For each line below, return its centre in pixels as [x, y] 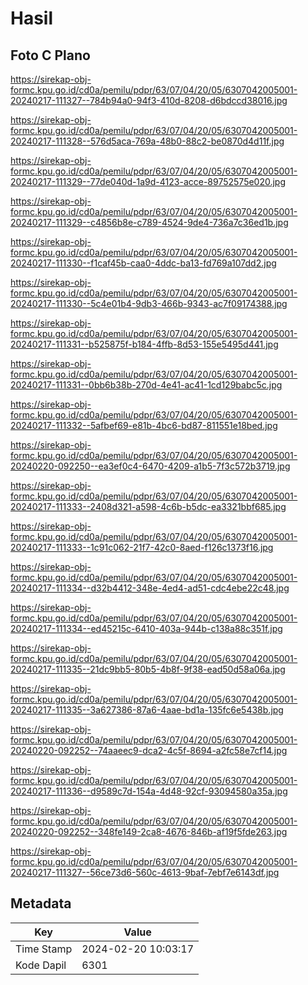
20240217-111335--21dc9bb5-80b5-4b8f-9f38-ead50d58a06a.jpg [148, 669]
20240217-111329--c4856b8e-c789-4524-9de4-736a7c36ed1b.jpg [149, 222]
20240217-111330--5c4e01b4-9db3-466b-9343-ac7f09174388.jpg [149, 303]
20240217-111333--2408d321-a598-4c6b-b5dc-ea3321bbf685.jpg [148, 506]
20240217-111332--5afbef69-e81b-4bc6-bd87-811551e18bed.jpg [144, 425]
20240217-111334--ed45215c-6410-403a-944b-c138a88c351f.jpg [146, 628]
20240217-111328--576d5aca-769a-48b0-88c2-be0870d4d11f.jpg [147, 141]
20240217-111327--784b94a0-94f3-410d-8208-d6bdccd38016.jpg [149, 100]
